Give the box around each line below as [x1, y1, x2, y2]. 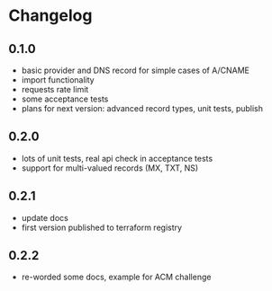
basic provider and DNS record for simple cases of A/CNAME [21, 65, 249, 75]
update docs [21, 212, 68, 223]
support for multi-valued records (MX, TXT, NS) [21, 163, 199, 173]
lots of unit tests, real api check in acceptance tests [21, 153, 213, 163]
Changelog [8, 5, 93, 26]
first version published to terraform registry [21, 222, 182, 233]
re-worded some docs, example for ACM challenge [21, 271, 212, 283]
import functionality [21, 75, 95, 85]
